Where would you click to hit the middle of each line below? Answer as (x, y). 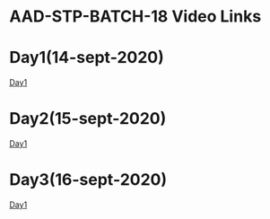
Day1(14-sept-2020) (87, 58)
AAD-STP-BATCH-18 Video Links (135, 17)
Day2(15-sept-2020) (88, 119)
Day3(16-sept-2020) (88, 180)
